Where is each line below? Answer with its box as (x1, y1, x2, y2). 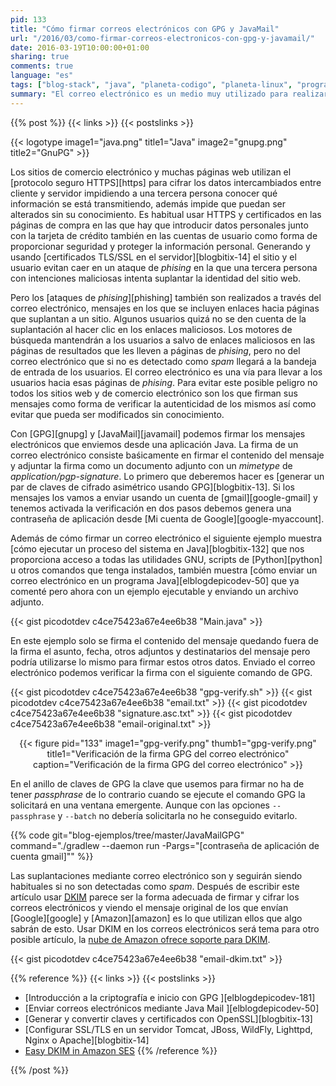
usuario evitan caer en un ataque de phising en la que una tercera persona (10, 261, 318, 273)
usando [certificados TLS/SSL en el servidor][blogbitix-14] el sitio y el (10, 251, 297, 263)
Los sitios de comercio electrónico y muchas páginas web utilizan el (10, 166, 292, 178)
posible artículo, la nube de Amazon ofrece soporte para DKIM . (10, 933, 271, 945)
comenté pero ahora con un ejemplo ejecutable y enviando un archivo (10, 585, 299, 597)
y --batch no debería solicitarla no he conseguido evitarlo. (57, 809, 298, 821)
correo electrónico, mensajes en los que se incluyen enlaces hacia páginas (10, 302, 320, 314)
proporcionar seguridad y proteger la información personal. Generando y (10, 240, 311, 252)
